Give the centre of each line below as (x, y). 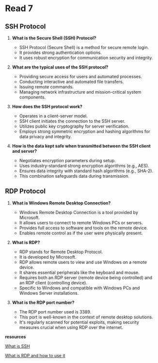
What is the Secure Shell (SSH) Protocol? (54, 38)
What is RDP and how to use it (35, 355)
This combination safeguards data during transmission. (74, 176)
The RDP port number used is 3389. (55, 312)
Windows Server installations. (49, 293)
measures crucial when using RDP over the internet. (71, 327)
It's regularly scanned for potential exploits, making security (79, 322)
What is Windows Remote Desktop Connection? (61, 203)
